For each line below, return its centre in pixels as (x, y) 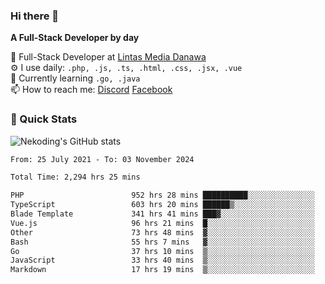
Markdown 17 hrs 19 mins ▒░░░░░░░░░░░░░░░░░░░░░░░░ (162, 270)
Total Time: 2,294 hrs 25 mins (75, 177)
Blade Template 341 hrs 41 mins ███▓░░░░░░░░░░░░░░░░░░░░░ (162, 214)
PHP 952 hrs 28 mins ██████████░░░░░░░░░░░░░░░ (162, 195)
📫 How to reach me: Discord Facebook (91, 90)
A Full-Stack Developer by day (75, 38)
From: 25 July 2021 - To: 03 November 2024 (102, 159)
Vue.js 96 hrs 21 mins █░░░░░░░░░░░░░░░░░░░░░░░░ (162, 223)
